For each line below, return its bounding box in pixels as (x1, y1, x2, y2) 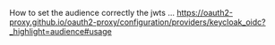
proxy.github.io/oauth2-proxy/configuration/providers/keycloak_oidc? (9, 17, 266, 27)
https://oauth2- (176, 8, 233, 18)
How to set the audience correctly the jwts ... (9, 8, 175, 18)
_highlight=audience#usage (9, 26, 112, 36)
